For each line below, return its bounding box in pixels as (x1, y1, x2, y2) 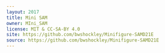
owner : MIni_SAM (6, 20, 47, 26)
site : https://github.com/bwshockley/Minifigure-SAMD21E (6, 32, 154, 38)
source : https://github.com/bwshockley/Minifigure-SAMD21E (6, 37, 160, 43)
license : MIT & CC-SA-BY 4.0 (6, 26, 80, 32)
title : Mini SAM (6, 15, 47, 21)
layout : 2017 (6, 9, 40, 15)
